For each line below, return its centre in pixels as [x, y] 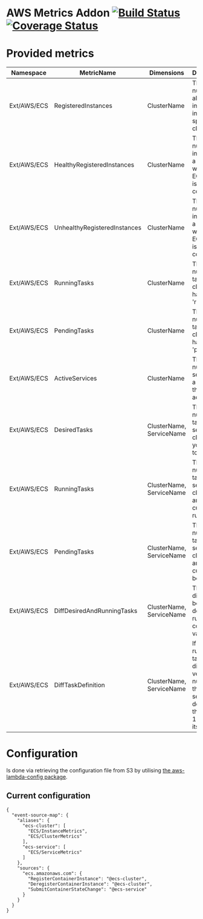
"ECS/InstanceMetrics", [58, 831]
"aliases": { [34, 820]
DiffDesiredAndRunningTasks [96, 611]
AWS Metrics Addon [58, 13]
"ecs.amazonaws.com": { [52, 873]
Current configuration [48, 796]
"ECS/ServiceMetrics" [55, 852]
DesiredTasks [73, 430]
